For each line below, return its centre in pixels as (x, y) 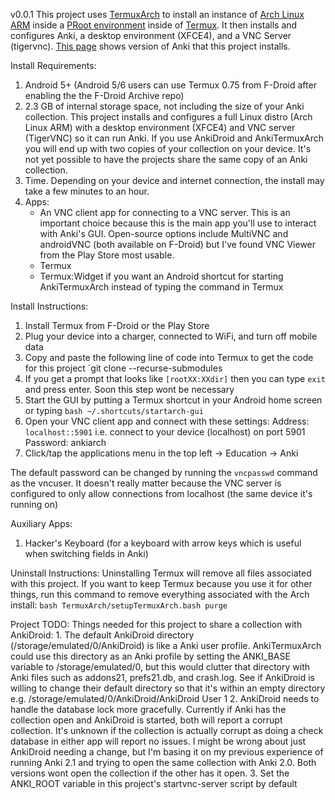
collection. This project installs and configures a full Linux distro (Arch (168, 117)
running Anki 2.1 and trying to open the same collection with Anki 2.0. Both (163, 762)
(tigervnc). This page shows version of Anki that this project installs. (150, 46)
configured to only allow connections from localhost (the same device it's (161, 493)
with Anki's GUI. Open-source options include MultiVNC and (164, 233)
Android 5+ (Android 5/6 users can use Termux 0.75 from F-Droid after (170, 85)
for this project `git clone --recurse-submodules (123, 368)
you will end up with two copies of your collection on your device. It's (168, 148)
